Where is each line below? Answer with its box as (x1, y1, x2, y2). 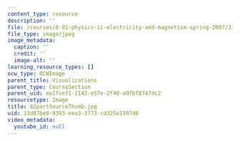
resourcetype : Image (7, 97, 69, 104)
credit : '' (14, 51, 46, 58)
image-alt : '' (14, 57, 56, 64)
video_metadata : (7, 116, 56, 123)
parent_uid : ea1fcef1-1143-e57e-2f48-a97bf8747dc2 (7, 90, 161, 97)
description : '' (7, 17, 56, 24)
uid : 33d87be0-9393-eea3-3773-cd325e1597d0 (7, 110, 139, 117)
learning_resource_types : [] (7, 63, 94, 70)
